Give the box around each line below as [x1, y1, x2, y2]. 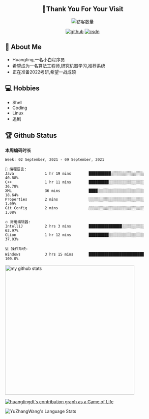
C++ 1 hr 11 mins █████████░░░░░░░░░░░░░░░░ [5, 180, 144, 185]
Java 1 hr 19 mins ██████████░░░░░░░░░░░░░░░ [5, 171, 144, 176]
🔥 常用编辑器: [5, 220, 31, 225]
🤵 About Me [5, 43, 42, 51]
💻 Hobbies [5, 84, 40, 93]
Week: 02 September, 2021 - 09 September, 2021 [5, 157, 105, 162]
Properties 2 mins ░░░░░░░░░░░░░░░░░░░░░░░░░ [5, 197, 144, 202]
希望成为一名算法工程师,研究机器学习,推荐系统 [12, 63, 106, 69]
